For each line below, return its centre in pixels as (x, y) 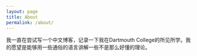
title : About (22, 17)
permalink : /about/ (30, 22)
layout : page (22, 11)
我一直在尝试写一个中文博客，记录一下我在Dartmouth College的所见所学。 (96, 40)
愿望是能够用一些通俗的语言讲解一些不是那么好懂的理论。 (81, 47)
